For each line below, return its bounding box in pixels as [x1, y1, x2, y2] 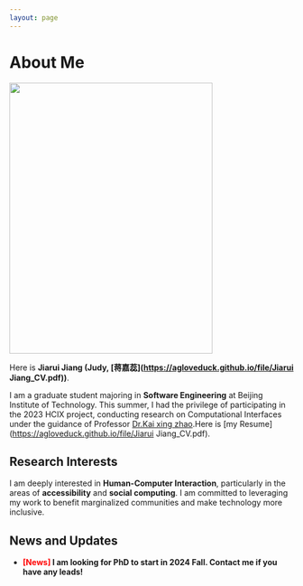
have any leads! [22, 566, 84, 578]
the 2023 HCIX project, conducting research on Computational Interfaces [9, 408, 282, 420]
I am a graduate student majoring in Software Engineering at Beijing [9, 389, 263, 400]
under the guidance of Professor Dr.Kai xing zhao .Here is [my [9, 418, 238, 429]
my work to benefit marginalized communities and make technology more [9, 498, 282, 508]
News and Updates [9, 533, 119, 548]
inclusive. [9, 507, 45, 517]
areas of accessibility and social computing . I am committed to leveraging [9, 488, 289, 498]
